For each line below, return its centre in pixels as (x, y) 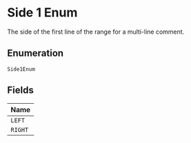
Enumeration (36, 53)
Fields (21, 90)
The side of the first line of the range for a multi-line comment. (96, 32)
